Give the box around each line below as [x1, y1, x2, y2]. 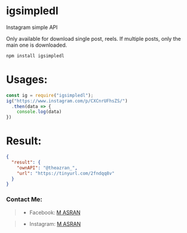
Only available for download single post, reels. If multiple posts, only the [6, 35, 181, 42]
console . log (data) [17, 109, 62, 115]
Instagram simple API [6, 24, 58, 31]
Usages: [6, 73, 48, 86]
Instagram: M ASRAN [29, 220, 81, 227]
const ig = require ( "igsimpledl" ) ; [6, 92, 94, 98]
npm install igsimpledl [6, 53, 65, 59]
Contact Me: [6, 195, 42, 203]
